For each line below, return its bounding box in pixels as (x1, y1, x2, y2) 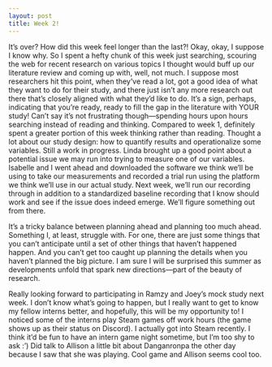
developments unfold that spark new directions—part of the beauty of (8, 265, 243, 274)
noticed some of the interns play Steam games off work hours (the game (8, 314, 252, 325)
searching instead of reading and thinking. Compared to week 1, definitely (8, 119, 256, 129)
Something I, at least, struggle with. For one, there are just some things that (8, 230, 261, 240)
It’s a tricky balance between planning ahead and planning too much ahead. (8, 221, 261, 231)
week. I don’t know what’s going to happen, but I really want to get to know (8, 297, 259, 307)
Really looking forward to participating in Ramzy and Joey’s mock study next (8, 289, 265, 299)
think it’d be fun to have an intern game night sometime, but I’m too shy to (8, 332, 255, 342)
